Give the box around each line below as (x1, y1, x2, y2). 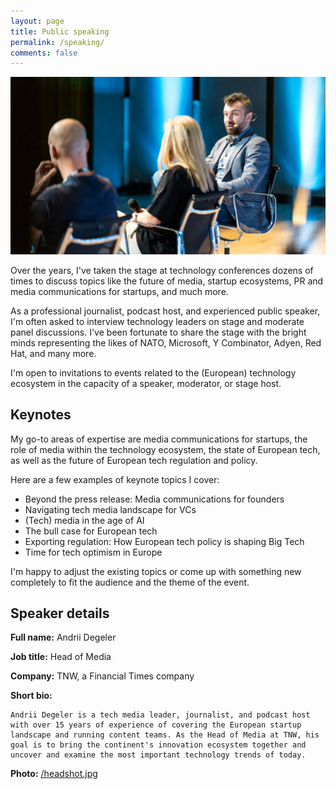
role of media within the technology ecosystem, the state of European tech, (10, 443, 321, 455)
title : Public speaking (10, 26, 110, 37)
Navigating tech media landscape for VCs (24, 503, 197, 515)
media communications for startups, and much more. (10, 285, 229, 297)
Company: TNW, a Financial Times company (10, 670, 195, 682)
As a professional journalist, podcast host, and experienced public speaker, (10, 305, 321, 317)
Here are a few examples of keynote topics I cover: (10, 473, 220, 485)
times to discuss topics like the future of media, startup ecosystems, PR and (10, 275, 324, 287)
